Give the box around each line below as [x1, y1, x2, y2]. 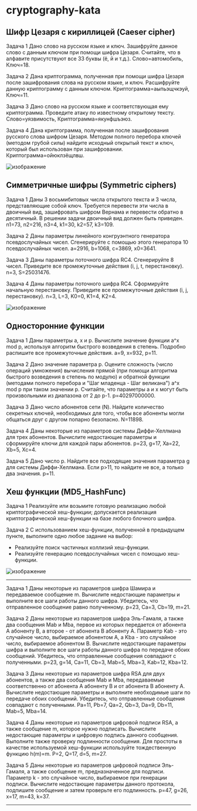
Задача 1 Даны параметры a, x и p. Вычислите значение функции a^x [6, 337, 180, 344]
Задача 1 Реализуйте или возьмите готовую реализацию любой [6, 503, 166, 510]
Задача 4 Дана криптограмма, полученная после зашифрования [6, 127, 169, 134]
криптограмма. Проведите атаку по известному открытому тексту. [6, 109, 175, 116]
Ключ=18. [6, 61, 30, 68]
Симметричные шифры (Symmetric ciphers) [6, 180, 177, 190]
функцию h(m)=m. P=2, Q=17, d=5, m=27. [6, 750, 107, 757]
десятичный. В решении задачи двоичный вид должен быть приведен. [6, 214, 184, 221]
